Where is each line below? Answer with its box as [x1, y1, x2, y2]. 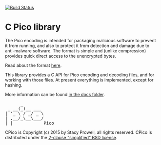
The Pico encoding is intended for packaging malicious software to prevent [5, 37, 156, 43]
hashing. [5, 82, 23, 88]
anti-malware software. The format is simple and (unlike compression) [5, 48, 146, 53]
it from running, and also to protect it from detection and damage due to [5, 43, 150, 48]
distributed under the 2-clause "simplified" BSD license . [5, 134, 118, 140]
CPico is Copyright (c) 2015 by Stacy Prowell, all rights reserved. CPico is [5, 129, 152, 135]
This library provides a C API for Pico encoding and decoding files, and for [5, 72, 155, 78]
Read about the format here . [5, 62, 62, 68]
